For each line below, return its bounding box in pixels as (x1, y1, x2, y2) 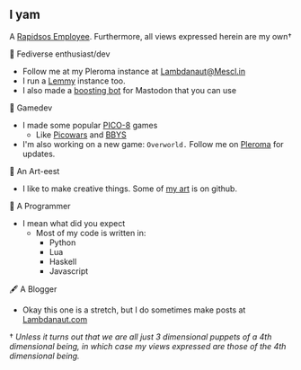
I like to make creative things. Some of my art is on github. (22, 183, 238, 194)
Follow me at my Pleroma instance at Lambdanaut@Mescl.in (22, 66, 245, 76)
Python (49, 237, 76, 248)
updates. (22, 148, 56, 159)
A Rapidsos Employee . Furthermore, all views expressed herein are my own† (9, 31, 292, 41)
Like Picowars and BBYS (35, 129, 128, 140)
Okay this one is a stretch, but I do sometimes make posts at (22, 304, 246, 315)
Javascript (49, 265, 89, 277)
